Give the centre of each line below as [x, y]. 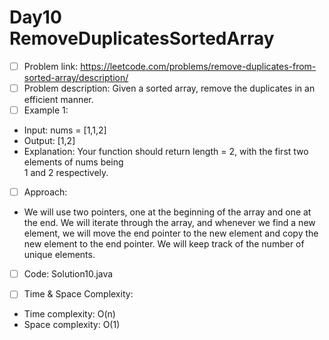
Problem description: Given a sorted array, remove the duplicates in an [169, 88]
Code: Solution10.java [68, 274]
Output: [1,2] [49, 141]
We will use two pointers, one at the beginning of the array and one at [167, 212]
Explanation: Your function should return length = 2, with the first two [166, 152]
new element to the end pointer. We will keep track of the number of [164, 244]
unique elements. [59, 255]
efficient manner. [58, 100]
